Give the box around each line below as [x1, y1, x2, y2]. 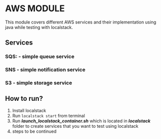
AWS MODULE [5, 3, 65, 14]
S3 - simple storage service [5, 79, 72, 86]
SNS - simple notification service [5, 67, 86, 73]
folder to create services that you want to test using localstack [12, 123, 139, 129]
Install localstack [12, 107, 47, 113]
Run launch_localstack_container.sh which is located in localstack [12, 118, 151, 124]
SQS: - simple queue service [5, 53, 75, 60]
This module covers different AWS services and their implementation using [5, 19, 157, 25]
